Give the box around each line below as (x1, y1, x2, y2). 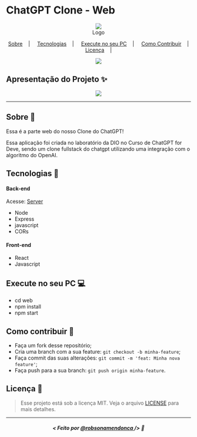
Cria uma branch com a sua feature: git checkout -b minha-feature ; (14, 348, 181, 355)
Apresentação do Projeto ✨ (6, 74, 107, 84)
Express (14, 215, 35, 223)
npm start (14, 309, 38, 317)
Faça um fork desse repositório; (14, 341, 92, 349)
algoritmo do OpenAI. (6, 151, 58, 158)
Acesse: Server (6, 198, 43, 205)
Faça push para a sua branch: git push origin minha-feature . (14, 367, 166, 374)
